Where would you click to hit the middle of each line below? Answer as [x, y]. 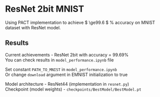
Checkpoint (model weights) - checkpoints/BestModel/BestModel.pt [73, 89]
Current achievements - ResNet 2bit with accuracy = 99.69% [67, 55]
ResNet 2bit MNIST [45, 9]
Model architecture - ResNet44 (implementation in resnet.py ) [67, 84]
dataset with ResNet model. [33, 27]
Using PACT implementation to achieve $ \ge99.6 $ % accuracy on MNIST [80, 22]
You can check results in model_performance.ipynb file [59, 60]
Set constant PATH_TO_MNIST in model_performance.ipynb [61, 69]
